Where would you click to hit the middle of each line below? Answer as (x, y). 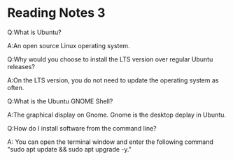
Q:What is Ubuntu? (34, 32)
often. (16, 87)
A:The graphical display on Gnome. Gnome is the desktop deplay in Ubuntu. (116, 115)
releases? (21, 66)
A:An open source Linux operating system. (69, 45)
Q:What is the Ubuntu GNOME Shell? (60, 101)
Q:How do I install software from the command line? (82, 128)
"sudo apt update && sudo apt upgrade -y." (69, 149)
